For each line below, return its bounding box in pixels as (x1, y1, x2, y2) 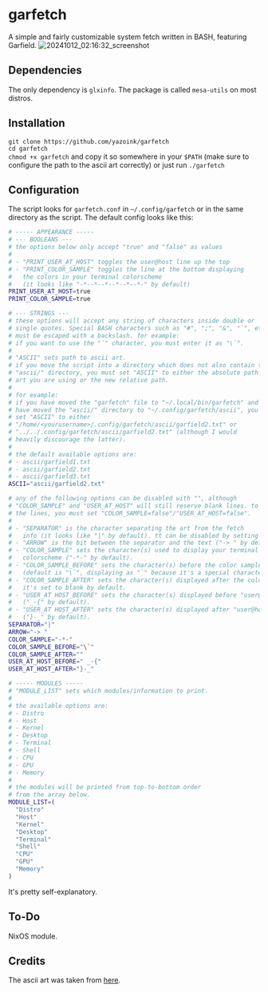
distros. (8, 93, 33, 103)
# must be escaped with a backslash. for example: (8, 331, 180, 340)
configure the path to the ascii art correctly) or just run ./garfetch (8, 160, 225, 169)
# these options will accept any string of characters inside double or (8, 317, 255, 325)
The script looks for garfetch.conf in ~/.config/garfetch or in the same (8, 204, 244, 214)
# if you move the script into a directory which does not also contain (8, 362, 255, 370)
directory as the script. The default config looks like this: (8, 213, 194, 223)
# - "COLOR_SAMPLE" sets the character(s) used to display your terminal (8, 547, 259, 555)
